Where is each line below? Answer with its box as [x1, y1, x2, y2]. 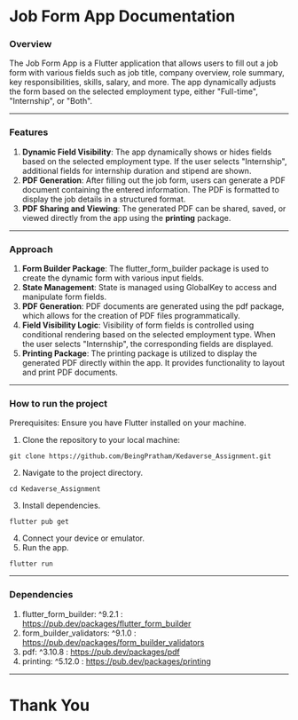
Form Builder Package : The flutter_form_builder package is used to [21, 264, 269, 274]
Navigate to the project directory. [21, 468, 144, 479]
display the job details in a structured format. [21, 194, 186, 204]
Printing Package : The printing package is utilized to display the [21, 348, 257, 359]
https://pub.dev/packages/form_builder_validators [21, 637, 205, 647]
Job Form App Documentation [9, 6, 236, 27]
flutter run [9, 559, 53, 569]
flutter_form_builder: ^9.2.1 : [21, 608, 123, 619]
